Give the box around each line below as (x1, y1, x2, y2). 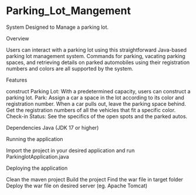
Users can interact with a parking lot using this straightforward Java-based (6, 46, 187, 53)
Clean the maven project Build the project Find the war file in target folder (6, 176, 183, 183)
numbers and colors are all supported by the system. (6, 65, 133, 72)
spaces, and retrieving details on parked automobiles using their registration (6, 59, 190, 66)
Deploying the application (6, 164, 68, 172)
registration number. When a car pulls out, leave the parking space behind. (6, 100, 186, 107)
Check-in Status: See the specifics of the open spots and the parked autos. (6, 113, 188, 120)
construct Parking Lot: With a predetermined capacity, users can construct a (6, 88, 191, 95)
